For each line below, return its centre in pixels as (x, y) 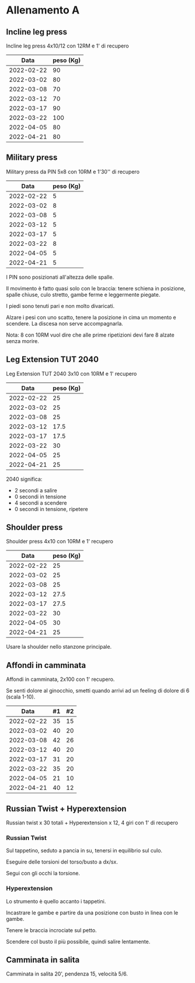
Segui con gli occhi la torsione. (43, 874)
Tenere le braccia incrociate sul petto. (52, 930)
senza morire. (23, 341)
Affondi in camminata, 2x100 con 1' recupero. (60, 679)
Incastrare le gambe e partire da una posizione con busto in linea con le (92, 912)
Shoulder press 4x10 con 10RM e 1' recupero (60, 542)
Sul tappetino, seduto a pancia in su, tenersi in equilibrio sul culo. (84, 851)
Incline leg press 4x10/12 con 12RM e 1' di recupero (68, 46)
